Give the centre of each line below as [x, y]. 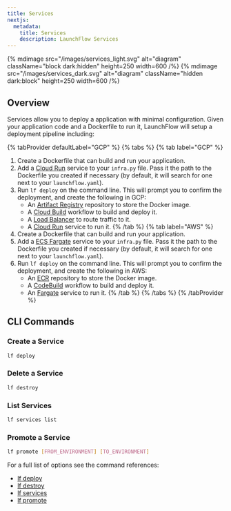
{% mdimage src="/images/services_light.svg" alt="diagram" [94, 59]
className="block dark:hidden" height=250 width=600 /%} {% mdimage [112, 66]
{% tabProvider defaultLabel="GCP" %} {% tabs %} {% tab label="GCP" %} [115, 147]
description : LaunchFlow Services [69, 39]
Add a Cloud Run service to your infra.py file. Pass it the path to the [114, 168]
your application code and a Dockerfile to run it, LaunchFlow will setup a [110, 126]
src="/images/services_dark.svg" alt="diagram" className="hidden [105, 74]
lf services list [32, 420]
